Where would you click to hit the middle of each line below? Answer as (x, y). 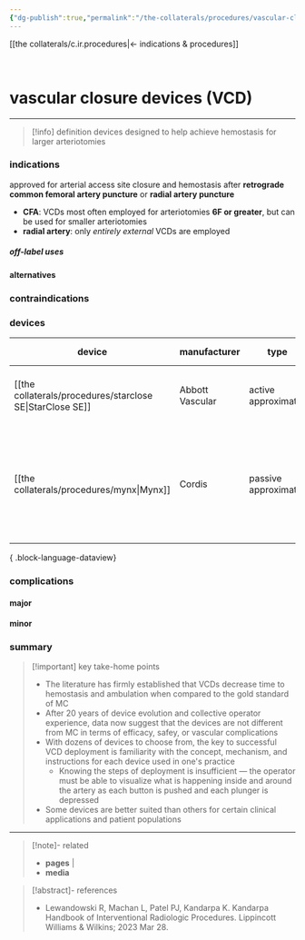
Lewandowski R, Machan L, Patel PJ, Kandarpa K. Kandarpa (157, 908)
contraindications (49, 298)
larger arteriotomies (69, 141)
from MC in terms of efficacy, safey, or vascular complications (162, 733)
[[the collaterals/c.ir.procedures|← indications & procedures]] (124, 44)
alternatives (33, 274)
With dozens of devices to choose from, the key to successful (161, 742)
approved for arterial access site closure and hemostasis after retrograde (147, 184)
